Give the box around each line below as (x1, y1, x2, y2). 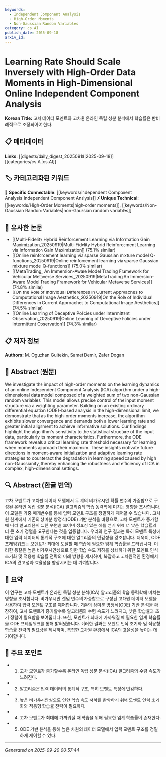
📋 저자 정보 (5, 337, 40, 345)
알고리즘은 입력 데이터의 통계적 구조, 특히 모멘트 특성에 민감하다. (19, 686, 144, 692)
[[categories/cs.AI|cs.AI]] (5, 158, 57, 164)
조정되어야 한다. (22, 121, 53, 127)
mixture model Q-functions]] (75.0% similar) (12, 263, 103, 269)
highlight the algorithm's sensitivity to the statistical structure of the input (5, 428, 154, 434)
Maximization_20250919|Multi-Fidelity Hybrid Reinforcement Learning (12, 242, 156, 248)
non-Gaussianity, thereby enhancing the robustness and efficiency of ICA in (5, 460, 160, 466)
